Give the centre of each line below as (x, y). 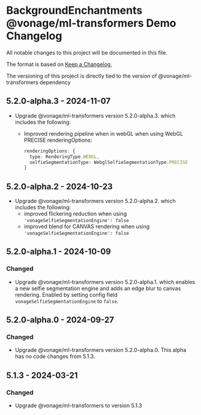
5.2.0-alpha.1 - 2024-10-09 (58, 252)
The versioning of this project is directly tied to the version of (82, 76)
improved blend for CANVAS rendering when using (87, 226)
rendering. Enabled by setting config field (66, 294)
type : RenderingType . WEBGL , (64, 157)
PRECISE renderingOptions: (58, 140)
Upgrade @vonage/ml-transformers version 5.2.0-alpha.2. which (95, 201)
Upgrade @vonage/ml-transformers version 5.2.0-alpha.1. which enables (105, 282)
